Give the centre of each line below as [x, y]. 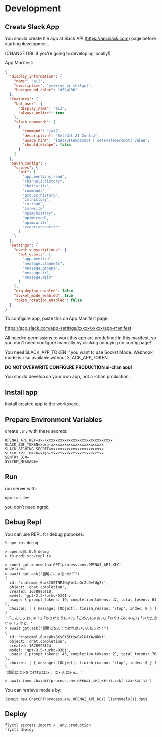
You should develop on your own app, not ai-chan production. [68, 377]
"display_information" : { [36, 76]
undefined [15, 569]
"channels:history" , [44, 181]
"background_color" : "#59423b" [46, 90]
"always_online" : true [41, 113]
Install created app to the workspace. [43, 404]
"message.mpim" [38, 277]
